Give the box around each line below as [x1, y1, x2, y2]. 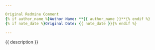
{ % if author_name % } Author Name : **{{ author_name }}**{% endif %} [5, 16, 151, 21]
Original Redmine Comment [5, 11, 59, 16]
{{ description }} [5, 39, 38, 45]
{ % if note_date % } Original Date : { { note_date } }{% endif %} [5, 21, 137, 26]
